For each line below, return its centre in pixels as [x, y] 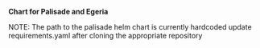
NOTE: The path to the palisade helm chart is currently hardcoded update [130, 27]
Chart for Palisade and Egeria [58, 12]
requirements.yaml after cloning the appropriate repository [105, 36]
